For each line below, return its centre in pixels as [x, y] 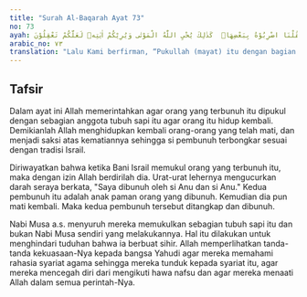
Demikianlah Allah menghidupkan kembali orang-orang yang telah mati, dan [152, 130]
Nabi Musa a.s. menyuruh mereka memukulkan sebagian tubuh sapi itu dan [151, 224]
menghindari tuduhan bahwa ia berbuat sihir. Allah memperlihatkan [136, 243]
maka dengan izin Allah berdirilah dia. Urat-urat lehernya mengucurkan [143, 177]
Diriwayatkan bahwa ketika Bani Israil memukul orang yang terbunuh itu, [145, 167]
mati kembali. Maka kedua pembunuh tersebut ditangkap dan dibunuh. [143, 206]
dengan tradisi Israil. [48, 149]
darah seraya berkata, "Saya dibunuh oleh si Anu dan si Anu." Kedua [138, 186]
